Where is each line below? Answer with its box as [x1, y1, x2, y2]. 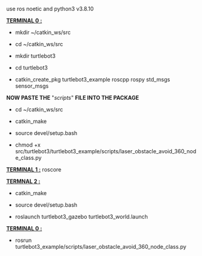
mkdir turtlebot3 [15, 52, 56, 60]
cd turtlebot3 [15, 64, 48, 71]
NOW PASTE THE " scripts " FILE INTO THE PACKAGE [6, 94, 140, 101]
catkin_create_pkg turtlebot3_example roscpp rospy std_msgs [15, 76, 170, 83]
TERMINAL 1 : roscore [6, 166, 62, 173]
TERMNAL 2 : [6, 178, 41, 185]
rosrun [15, 237, 32, 244]
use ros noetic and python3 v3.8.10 [6, 5, 94, 12]
